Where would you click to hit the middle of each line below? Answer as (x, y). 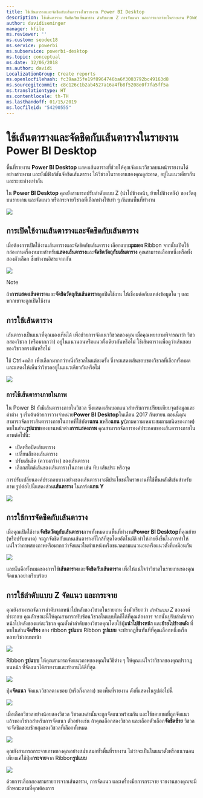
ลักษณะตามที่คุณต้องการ (30, 788)
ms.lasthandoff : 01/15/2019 (42, 102)
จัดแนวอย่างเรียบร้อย (27, 576)
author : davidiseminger (36, 23)
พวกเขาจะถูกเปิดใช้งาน (28, 301)
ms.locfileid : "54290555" (39, 107)
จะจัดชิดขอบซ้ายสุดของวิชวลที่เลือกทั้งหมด (47, 727)
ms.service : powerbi (32, 46)
